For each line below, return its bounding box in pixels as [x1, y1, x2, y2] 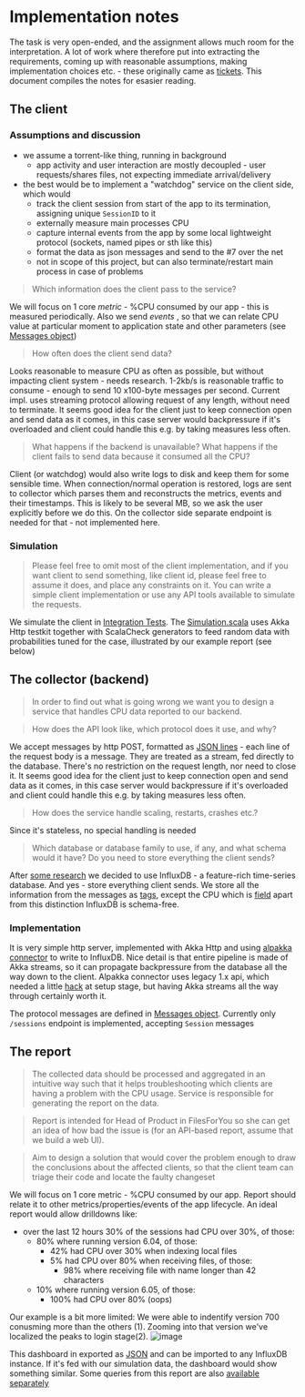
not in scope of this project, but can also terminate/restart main [36, 256, 273, 267]
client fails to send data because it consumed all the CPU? [31, 451, 250, 462]
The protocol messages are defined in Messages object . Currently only [9, 1008, 276, 1019]
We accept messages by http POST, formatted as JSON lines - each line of [9, 740, 290, 752]
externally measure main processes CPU [36, 217, 189, 229]
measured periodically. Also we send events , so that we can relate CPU [9, 311, 280, 321]
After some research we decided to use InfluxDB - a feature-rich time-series [9, 870, 296, 881]
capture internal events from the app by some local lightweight [36, 227, 271, 238]
